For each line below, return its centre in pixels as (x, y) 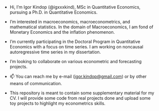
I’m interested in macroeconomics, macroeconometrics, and (70, 22)
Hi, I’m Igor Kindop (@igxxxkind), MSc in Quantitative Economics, (75, 7)
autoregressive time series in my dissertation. (55, 52)
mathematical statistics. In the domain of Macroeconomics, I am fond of (81, 27)
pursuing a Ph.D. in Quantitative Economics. (53, 12)
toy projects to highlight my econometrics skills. (57, 103)
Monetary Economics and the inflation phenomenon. (62, 32)
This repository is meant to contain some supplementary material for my (82, 93)
